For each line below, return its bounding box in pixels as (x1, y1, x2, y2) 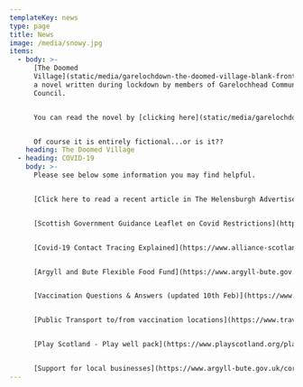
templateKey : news (9, 13, 78, 23)
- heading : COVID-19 (17, 154, 95, 163)
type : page (9, 22, 50, 31)
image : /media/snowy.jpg (9, 38, 103, 48)
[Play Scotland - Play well (32, 340, 140, 349)
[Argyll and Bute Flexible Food (32, 267, 155, 276)
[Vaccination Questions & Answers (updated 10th (32, 291, 220, 300)
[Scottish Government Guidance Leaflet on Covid (32, 218, 220, 228)
